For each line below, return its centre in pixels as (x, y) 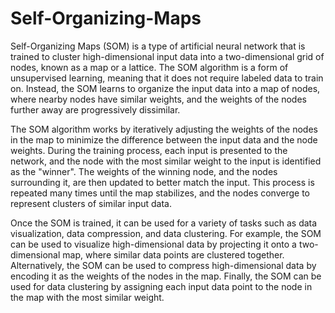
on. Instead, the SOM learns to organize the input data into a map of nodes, (165, 88)
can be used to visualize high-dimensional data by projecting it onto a (153, 244)
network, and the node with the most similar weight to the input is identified (166, 161)
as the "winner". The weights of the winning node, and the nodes (144, 171)
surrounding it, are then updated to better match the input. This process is (162, 182)
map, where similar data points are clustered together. (173, 254)
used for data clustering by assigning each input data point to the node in (161, 286)
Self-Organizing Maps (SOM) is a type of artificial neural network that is (158, 46)
